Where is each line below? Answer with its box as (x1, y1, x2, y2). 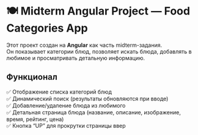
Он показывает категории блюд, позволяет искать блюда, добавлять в (6, 47, 192, 55)
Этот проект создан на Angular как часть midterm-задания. (6, 41, 163, 49)
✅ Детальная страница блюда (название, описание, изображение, (6, 108, 182, 116)
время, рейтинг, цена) (6, 116, 64, 123)
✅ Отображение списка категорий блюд (6, 88, 112, 95)
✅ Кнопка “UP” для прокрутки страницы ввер (6, 122, 127, 129)
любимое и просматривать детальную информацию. (6, 54, 145, 61)
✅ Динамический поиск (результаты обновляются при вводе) (6, 95, 169, 102)
